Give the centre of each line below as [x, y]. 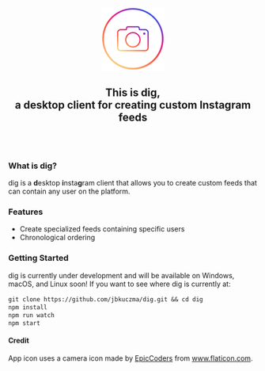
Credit [19, 341]
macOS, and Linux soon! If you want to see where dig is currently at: [119, 284]
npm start [25, 323]
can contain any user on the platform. [69, 191]
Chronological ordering [57, 238]
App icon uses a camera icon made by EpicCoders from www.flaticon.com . [131, 358]
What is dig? [33, 166]
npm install [28, 307]
